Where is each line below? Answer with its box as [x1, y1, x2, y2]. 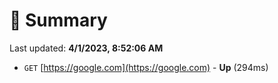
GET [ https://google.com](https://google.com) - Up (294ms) [23, 61, 269, 73]
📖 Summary [9, 9, 108, 32]
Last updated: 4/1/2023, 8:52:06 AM [9, 42, 164, 54]
